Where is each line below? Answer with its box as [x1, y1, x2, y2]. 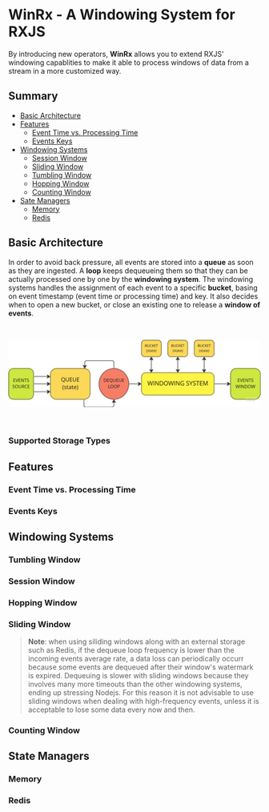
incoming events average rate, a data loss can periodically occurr [27, 654, 244, 664]
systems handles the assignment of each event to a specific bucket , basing [8, 283, 258, 292]
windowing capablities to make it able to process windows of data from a [8, 58, 250, 67]
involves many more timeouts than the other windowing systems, [27, 679, 243, 689]
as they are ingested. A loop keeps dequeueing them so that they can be [8, 266, 248, 275]
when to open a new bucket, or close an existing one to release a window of [8, 299, 261, 309]
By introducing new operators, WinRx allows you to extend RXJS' [8, 49, 224, 58]
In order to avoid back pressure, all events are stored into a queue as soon [8, 257, 254, 267]
